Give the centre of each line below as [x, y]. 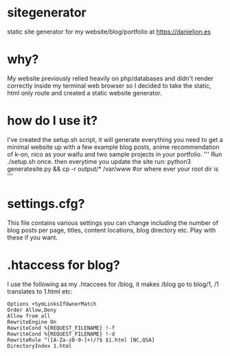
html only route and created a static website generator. [85, 93]
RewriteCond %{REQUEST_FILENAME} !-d [61, 334]
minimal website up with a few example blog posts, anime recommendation [113, 147]
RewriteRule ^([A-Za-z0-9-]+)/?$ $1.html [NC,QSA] [81, 340]
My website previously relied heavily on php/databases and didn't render [111, 78]
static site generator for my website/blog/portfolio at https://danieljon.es [109, 32]
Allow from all [29, 316]
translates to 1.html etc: [40, 291]
